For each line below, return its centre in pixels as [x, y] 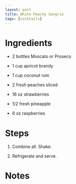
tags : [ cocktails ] [23, 19]
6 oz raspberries [28, 114]
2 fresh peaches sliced [35, 85]
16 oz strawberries [30, 94]
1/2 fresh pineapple [31, 104]
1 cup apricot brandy [32, 66]
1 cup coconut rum [30, 75]
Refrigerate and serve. [34, 156]
